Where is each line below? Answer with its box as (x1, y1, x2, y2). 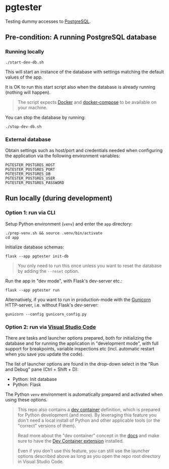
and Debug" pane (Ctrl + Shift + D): (5, 366, 79, 372)
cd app (5, 235, 19, 240)
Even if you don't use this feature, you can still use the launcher (17, 448, 150, 454)
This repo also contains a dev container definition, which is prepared (17, 406, 160, 412)
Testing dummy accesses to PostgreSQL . (5, 18, 91, 24)
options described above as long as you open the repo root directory (17, 453, 161, 459)
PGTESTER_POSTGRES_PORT (5, 167, 55, 172)
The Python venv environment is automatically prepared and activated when (5, 391, 163, 397)
